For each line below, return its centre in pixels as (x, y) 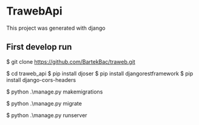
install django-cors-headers (41, 79)
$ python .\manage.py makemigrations (55, 92)
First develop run (39, 47)
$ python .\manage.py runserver (47, 115)
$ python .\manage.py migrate (44, 103)
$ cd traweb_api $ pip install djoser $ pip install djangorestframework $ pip (100, 73)
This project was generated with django (56, 28)
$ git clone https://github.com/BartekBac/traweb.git (71, 61)
